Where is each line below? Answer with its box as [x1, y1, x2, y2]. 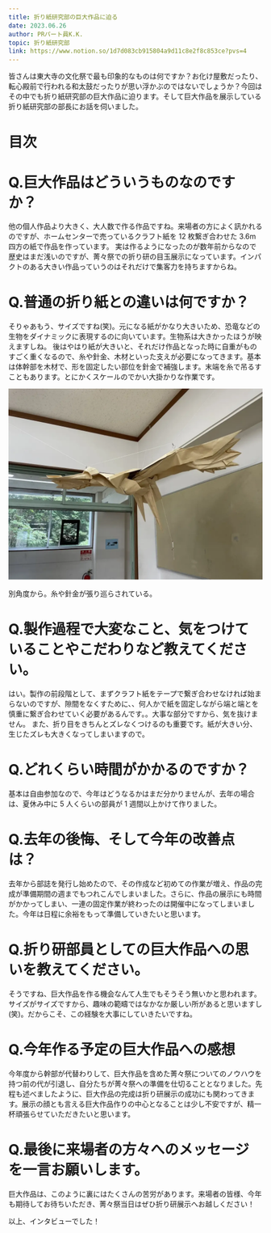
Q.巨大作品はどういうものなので [8, 173, 222, 192]
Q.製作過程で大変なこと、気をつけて [8, 620, 249, 639]
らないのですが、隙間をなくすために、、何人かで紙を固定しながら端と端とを [8, 699, 260, 709]
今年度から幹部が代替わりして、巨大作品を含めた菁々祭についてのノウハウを [8, 1068, 262, 1079]
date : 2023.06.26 [8, 21, 67, 30]
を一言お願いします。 [8, 1161, 149, 1180]
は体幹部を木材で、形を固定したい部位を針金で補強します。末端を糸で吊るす [8, 362, 262, 372]
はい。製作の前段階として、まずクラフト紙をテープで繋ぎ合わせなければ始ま [8, 689, 262, 699]
